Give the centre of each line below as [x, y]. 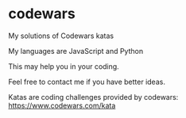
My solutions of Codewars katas [61, 36]
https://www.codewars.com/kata [62, 105]
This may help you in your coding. [64, 66]
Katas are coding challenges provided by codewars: [93, 97]
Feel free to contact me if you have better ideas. [87, 82]
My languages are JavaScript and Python [76, 51]
